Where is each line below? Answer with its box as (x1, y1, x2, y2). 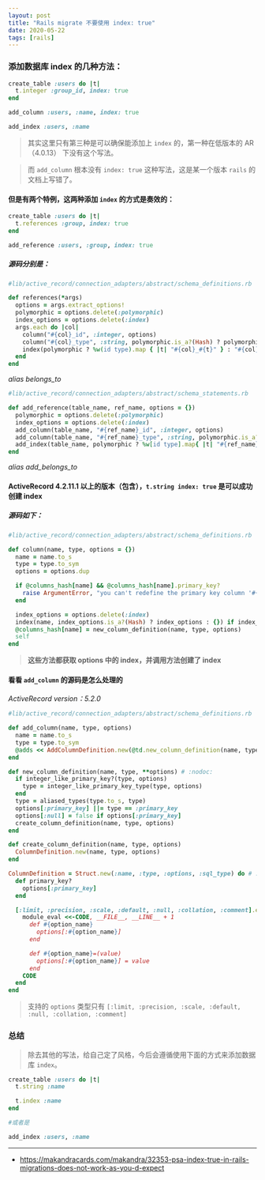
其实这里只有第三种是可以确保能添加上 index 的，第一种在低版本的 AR (27, 138, 255, 147)
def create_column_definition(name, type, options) (8, 841, 181, 849)
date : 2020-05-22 (8, 26, 65, 34)
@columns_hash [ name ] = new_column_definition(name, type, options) (15, 625, 242, 633)
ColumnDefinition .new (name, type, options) (15, 848, 160, 856)
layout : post (8, 11, 51, 20)
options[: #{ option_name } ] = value (36, 957, 150, 965)
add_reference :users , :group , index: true (8, 241, 154, 249)
